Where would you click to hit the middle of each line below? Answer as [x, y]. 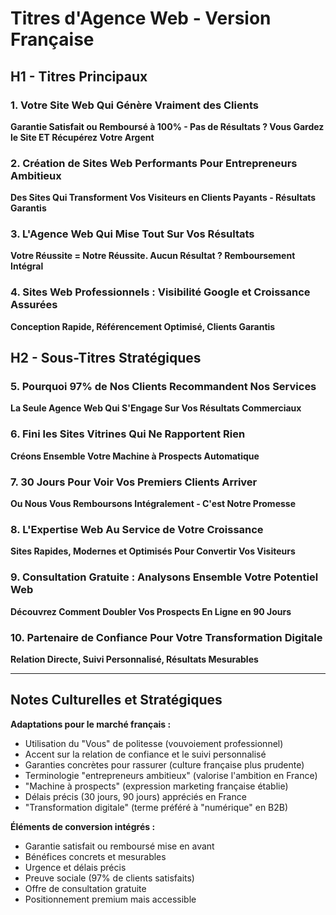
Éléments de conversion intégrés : [83, 826]
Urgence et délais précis [75, 867]
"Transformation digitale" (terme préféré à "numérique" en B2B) [156, 807]
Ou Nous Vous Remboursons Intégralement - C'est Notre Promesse [153, 504]
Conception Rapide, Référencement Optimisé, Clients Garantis [143, 326]
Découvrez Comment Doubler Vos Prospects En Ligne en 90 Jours [151, 611]
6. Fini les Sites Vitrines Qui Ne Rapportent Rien [128, 434]
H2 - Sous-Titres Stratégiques [106, 358]
